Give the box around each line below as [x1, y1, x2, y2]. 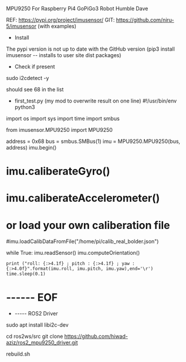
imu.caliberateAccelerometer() [6, 191, 160, 205]
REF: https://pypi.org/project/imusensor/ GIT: [6, 16, 115, 23]
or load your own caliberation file [6, 218, 170, 232]
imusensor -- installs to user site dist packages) [6, 52, 121, 58]
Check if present [14, 63, 55, 70]
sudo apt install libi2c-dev [6, 321, 69, 328]
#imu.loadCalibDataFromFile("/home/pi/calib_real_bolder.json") [6, 238, 159, 245]
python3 [14, 104, 35, 111]
